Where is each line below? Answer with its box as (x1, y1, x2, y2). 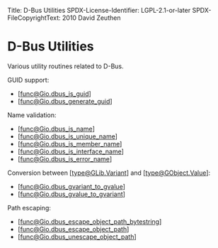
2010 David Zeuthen (62, 14, 121, 22)
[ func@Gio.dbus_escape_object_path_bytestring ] (17, 217, 162, 226)
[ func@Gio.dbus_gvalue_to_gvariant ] (17, 190, 126, 198)
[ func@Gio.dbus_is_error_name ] (17, 154, 112, 163)
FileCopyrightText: (7, 14, 62, 22)
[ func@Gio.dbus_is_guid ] (17, 89, 92, 98)
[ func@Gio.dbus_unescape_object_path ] (17, 232, 137, 241)
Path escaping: (7, 203, 51, 212)
